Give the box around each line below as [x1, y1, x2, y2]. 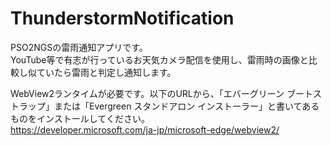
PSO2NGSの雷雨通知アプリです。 [10, 41, 148, 53]
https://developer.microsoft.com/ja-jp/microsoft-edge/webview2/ [10, 123, 280, 136]
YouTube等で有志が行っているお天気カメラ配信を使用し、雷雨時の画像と [10, 53, 309, 66]
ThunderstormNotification [10, 7, 235, 30]
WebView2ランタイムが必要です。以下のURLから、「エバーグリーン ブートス [10, 87, 322, 99]
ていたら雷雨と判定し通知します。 [36, 66, 177, 78]
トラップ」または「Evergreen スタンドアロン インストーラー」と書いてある [10, 100, 320, 112]
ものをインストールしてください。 [10, 112, 150, 124]
